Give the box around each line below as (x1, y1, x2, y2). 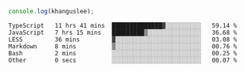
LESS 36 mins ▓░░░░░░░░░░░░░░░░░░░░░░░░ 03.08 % (8, 36, 238, 44)
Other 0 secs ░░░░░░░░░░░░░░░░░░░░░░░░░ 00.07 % (8, 56, 238, 64)
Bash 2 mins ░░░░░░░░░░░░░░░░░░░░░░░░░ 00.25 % (8, 49, 238, 57)
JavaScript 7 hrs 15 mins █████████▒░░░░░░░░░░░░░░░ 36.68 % (8, 28, 238, 36)
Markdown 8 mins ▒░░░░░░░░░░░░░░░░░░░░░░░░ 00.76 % (8, 42, 238, 51)
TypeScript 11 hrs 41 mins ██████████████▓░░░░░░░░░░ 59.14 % (8, 21, 238, 29)
